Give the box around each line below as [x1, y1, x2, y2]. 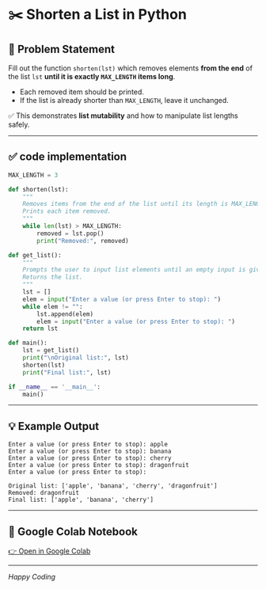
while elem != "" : [22, 302, 83, 310]
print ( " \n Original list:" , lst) [22, 354, 129, 362]
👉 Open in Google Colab [8, 546, 91, 556]
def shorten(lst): [8, 185, 69, 193]
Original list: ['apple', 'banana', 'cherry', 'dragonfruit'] [8, 482, 218, 490]
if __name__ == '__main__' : [8, 382, 101, 391]
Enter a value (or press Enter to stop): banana [8, 447, 172, 455]
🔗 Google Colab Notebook [8, 525, 139, 538]
